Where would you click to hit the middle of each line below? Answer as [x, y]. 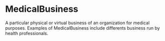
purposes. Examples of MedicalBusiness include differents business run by [82, 28]
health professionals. [27, 33]
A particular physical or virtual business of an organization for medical [77, 23]
